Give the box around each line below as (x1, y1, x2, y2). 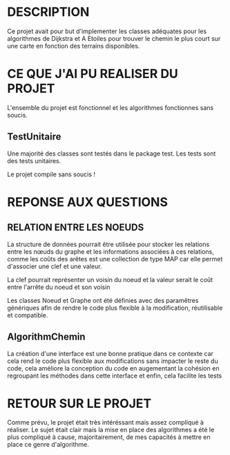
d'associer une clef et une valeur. (7, 262, 102, 270)
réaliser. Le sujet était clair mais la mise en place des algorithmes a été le (7, 426, 215, 434)
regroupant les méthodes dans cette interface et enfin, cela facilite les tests (7, 371, 222, 380)
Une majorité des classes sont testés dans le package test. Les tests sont (7, 149, 216, 158)
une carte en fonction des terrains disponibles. (7, 41, 140, 50)
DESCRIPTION (7, 4, 90, 20)
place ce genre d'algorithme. (7, 440, 90, 449)
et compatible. (7, 310, 48, 319)
